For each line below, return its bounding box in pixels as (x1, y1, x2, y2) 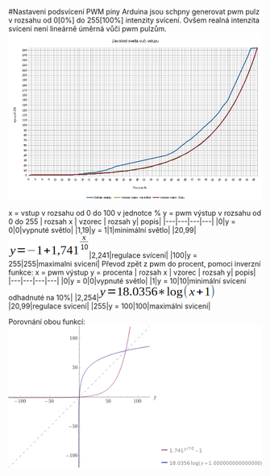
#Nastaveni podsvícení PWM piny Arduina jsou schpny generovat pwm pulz (8, 7, 260, 16)
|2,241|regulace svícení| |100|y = (89, 250, 197, 260)
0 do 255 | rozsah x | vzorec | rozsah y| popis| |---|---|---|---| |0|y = (8, 217, 236, 226)
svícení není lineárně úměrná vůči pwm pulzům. (8, 24, 167, 33)
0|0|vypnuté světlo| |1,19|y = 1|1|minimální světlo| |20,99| (8, 226, 197, 235)
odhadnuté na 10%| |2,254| (8, 293, 99, 303)
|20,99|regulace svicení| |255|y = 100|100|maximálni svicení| (8, 301, 211, 311)
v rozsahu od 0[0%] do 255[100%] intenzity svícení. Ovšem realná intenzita (8, 15, 260, 25)
